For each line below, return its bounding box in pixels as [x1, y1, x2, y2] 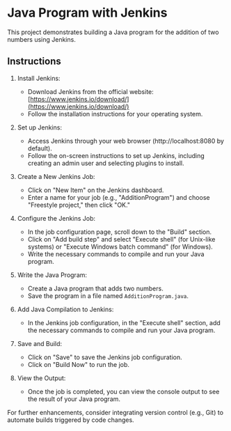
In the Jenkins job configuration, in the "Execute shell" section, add [27, 318, 221, 327]
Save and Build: [17, 339, 63, 347]
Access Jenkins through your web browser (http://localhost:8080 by [27, 136, 225, 145]
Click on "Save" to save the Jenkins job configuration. [27, 353, 182, 361]
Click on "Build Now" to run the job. [27, 360, 130, 368]
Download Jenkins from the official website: [27, 87, 154, 95]
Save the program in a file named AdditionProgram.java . [27, 291, 189, 300]
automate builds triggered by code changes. [7, 416, 134, 424]
